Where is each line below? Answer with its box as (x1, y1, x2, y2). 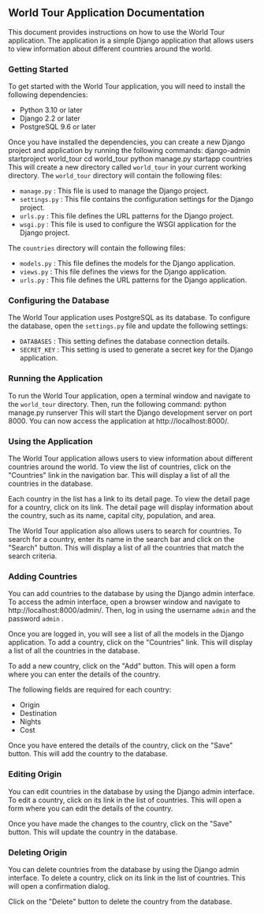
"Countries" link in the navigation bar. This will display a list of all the (8, 471, 230, 479)
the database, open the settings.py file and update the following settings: (8, 321, 248, 330)
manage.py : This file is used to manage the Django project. (19, 186, 209, 196)
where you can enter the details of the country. (8, 670, 161, 679)
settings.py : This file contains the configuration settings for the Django (19, 195, 254, 204)
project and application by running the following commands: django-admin (8, 146, 251, 155)
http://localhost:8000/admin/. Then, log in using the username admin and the (8, 606, 256, 615)
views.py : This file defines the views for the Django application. (19, 267, 227, 277)
